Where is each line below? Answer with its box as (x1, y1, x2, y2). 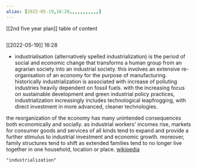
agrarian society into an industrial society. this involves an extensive (14, 65, 180, 73)
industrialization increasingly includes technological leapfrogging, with (14, 97, 186, 104)
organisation (14, 71, 45, 78)
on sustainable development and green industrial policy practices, (14, 90, 175, 97)
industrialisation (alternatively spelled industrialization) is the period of (14, 52, 186, 60)
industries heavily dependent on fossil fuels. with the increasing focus (14, 84, 185, 91)
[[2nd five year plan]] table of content (6, 25, 98, 32)
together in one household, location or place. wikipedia (6, 146, 140, 153)
